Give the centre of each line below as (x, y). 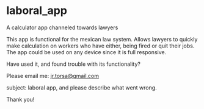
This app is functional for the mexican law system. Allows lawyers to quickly (102, 39)
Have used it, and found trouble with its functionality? (73, 64)
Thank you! (20, 99)
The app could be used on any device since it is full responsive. (86, 52)
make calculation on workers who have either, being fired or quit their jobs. (100, 46)
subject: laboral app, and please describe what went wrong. (82, 87)
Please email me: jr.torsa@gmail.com (53, 76)
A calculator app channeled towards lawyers (62, 27)
